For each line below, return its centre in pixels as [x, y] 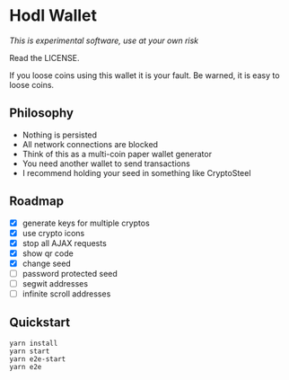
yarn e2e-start [38, 359]
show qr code [48, 253]
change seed [47, 263]
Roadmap [37, 202]
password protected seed [70, 273]
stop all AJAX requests [65, 243]
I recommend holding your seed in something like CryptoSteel [136, 172]
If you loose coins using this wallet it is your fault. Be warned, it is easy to [144, 75]
